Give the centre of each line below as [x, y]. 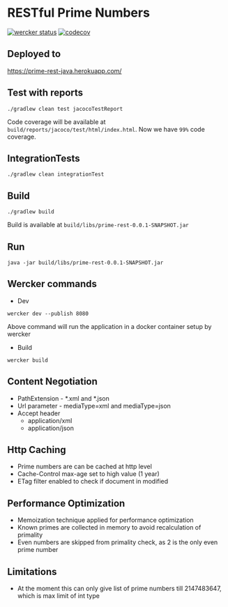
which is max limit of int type [58, 596]
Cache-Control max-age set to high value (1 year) [89, 474]
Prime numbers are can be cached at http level [84, 467]
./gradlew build [31, 212]
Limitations [32, 572]
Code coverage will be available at [56, 122]
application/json [51, 428]
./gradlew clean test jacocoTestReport [65, 109]
